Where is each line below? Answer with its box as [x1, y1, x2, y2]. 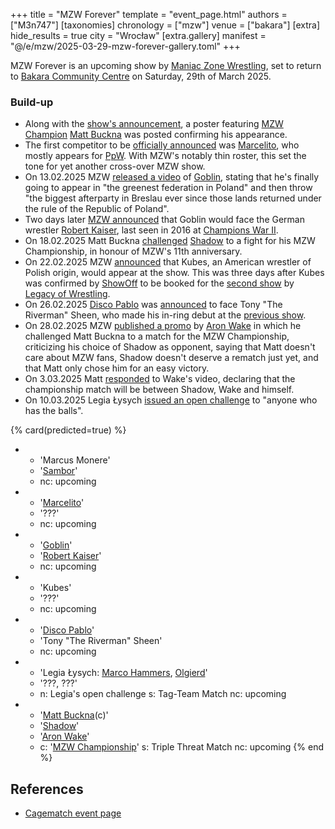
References [10, 780, 84, 798]
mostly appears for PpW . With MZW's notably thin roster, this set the [24, 150, 307, 162]
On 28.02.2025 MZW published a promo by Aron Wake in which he [24, 320, 302, 332]
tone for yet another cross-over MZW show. [24, 160, 206, 173]
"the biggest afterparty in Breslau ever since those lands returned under [24, 192, 322, 204]
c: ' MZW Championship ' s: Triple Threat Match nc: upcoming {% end [39, 741, 325, 753]
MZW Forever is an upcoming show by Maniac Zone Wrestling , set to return [10, 60, 322, 71]
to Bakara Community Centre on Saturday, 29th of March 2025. [10, 70, 272, 82]
